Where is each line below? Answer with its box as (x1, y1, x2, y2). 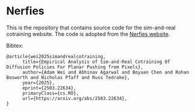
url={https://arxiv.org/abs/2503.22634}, (22, 95, 128, 101)
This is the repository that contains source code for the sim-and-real (6, 24, 176, 31)
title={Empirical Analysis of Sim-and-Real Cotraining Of (22, 59, 170, 65)
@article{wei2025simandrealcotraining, (6, 53, 106, 59)
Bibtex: (6, 42, 24, 49)
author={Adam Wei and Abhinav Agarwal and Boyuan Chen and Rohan (22, 69, 189, 75)
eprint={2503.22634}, (22, 85, 77, 91)
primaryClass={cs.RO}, (22, 90, 79, 96)
